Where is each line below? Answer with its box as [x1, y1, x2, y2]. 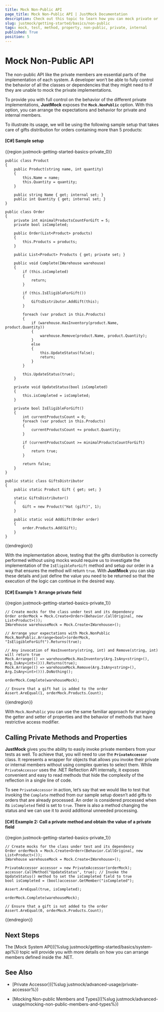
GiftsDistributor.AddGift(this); [31, 299, 99, 304]
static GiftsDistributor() [14, 496, 69, 501]
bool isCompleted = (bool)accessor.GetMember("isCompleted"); [5, 878, 134, 884]
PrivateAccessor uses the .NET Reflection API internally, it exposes [5, 767, 140, 773]
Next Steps [5, 931, 40, 939]
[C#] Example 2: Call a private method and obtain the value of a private [5, 819, 151, 825]
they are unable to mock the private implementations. [5, 87, 112, 93]
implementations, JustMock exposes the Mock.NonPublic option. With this [5, 102, 153, 107]
